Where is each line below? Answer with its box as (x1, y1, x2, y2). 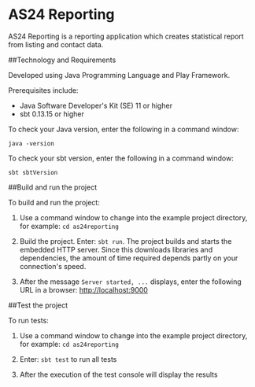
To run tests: (8, 315, 49, 325)
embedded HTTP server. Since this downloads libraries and (19, 245, 213, 254)
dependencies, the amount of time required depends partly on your (19, 253, 238, 263)
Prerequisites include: (8, 85, 79, 95)
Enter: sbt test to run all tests (19, 354, 117, 363)
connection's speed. (19, 261, 87, 271)
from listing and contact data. (8, 39, 104, 49)
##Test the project (8, 300, 68, 310)
